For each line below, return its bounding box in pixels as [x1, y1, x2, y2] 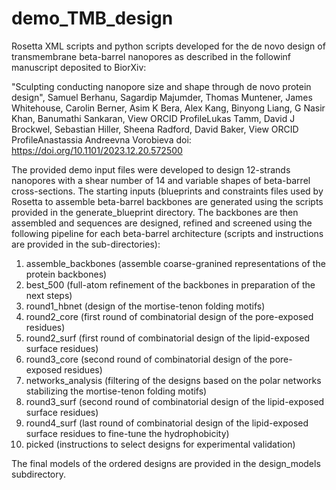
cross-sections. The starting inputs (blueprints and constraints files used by [11, 185, 324, 197]
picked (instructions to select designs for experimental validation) [25, 438, 296, 450]
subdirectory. [11, 468, 67, 480]
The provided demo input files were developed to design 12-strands [11, 163, 291, 176]
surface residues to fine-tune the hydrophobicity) [25, 427, 230, 439]
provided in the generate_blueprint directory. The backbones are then [11, 206, 299, 218]
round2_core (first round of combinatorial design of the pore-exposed [25, 310, 314, 322]
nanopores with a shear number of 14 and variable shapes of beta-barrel [11, 174, 311, 186]
